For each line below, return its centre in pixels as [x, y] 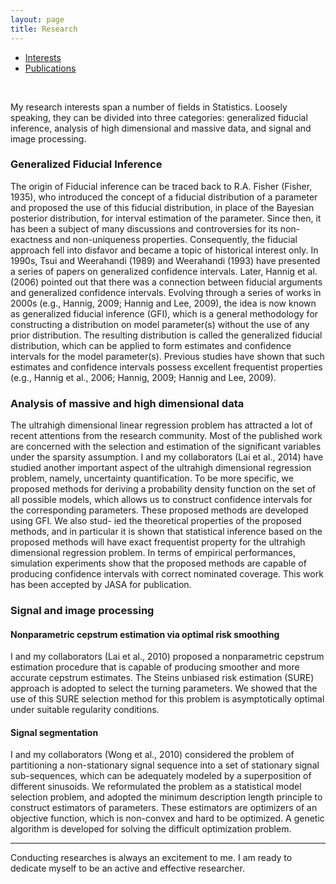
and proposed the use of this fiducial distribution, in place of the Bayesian [162, 207]
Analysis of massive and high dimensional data [127, 403]
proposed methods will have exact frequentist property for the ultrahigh [158, 542]
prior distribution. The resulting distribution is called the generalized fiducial [166, 335]
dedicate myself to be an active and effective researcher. [127, 868]
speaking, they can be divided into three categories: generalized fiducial [159, 117]
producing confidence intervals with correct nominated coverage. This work [167, 574]
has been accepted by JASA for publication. [101, 585]
